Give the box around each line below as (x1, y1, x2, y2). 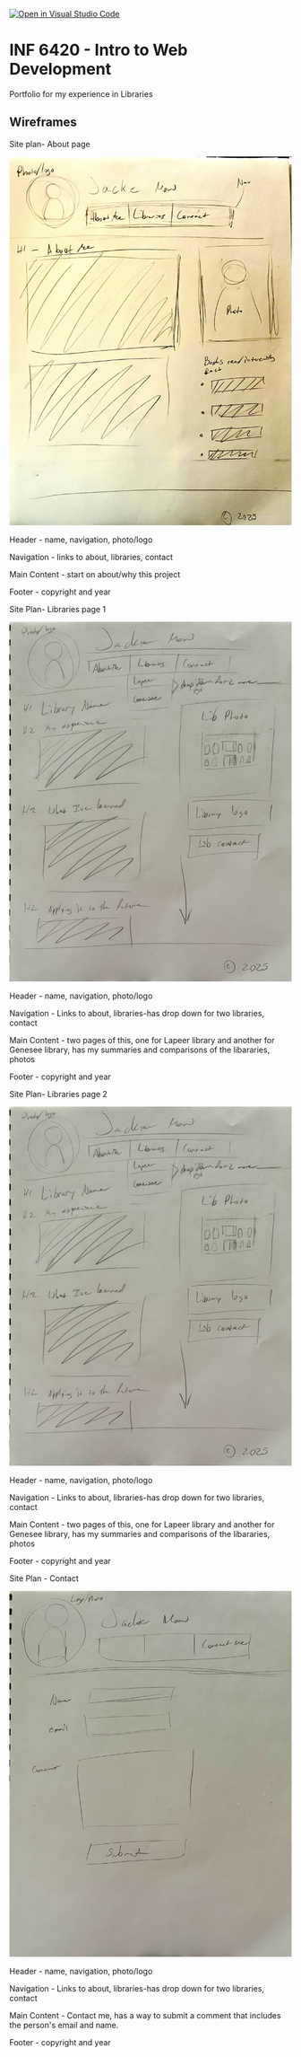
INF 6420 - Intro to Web (9, 40, 188, 60)
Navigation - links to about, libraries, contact (9, 552, 173, 563)
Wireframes (9, 115, 78, 130)
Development (9, 59, 112, 80)
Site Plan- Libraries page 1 (9, 604, 107, 615)
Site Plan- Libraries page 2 (9, 1088, 107, 1099)
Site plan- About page (9, 138, 91, 149)
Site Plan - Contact (9, 1572, 79, 1584)
